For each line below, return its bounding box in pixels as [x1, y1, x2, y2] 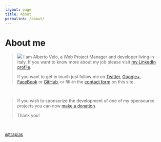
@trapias [5, 131, 23, 137]
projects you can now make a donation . [17, 103, 97, 109]
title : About [5, 12, 32, 17]
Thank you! [17, 113, 40, 119]
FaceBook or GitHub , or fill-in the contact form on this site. [17, 79, 135, 85]
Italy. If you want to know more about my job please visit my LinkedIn [17, 59, 156, 65]
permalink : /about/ [5, 16, 45, 21]
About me [5, 37, 46, 48]
